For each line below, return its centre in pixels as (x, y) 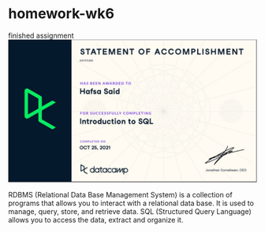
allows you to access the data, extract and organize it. (96, 220)
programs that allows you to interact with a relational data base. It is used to (131, 203)
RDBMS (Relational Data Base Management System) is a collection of (120, 195)
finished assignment (41, 35)
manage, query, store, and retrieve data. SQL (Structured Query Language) (130, 212)
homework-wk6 (61, 14)
